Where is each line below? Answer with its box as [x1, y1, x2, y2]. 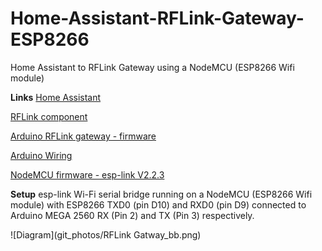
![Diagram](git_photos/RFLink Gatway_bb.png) [10, 228, 202, 241]
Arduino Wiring [10, 149, 73, 161]
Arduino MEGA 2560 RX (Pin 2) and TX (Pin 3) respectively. [10, 209, 255, 221]
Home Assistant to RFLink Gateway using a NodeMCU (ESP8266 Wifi [10, 61, 295, 73]
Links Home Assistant [10, 91, 102, 103]
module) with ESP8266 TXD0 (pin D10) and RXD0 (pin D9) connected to [10, 198, 307, 211]
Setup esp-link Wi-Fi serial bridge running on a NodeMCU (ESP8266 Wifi [10, 188, 313, 200]
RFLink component [10, 110, 88, 122]
